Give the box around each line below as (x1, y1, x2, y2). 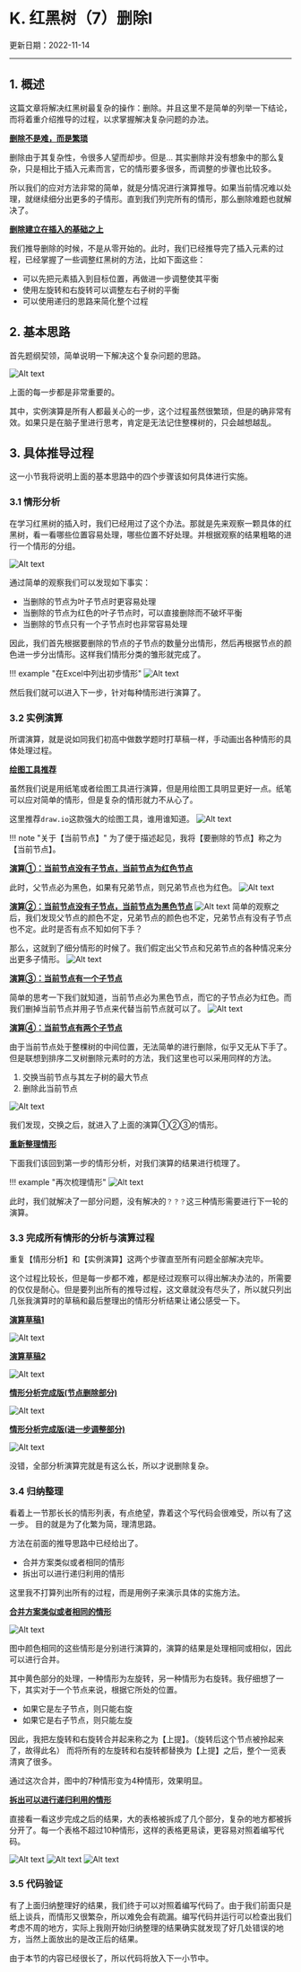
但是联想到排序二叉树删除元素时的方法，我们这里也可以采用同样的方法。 (9, 1052, 276, 1063)
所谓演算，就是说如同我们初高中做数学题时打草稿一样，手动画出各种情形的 (9, 733, 284, 744)
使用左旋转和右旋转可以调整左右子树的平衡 (21, 284, 180, 295)
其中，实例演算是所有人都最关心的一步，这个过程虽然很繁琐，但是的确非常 (9, 405, 284, 416)
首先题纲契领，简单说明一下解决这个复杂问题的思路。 (9, 349, 206, 360)
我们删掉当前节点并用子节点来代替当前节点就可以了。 (9, 1003, 206, 1013)
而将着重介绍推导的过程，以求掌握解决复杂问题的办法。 (9, 113, 213, 124)
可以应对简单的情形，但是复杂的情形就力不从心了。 (9, 794, 198, 805)
